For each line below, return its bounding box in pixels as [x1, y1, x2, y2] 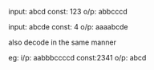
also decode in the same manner [8, 37, 117, 47]
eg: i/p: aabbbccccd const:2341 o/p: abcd [8, 53, 147, 62]
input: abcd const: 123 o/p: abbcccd [8, 7, 128, 16]
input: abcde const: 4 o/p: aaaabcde [8, 22, 128, 31]
